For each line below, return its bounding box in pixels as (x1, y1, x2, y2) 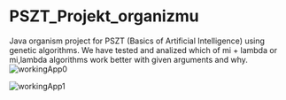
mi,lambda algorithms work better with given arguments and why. (9, 54, 248, 65)
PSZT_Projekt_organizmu (9, 6, 199, 27)
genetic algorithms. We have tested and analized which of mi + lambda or (9, 44, 277, 55)
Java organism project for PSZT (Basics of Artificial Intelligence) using (9, 35, 266, 46)
